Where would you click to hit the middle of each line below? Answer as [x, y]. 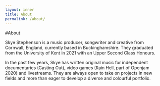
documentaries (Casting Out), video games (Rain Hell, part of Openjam [77, 68]
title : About [19, 14]
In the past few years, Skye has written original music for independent [77, 63]
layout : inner [20, 10]
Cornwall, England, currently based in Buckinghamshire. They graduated [79, 48]
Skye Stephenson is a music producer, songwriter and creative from [75, 43]
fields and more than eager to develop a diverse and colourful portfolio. [78, 78]
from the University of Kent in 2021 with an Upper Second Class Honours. [80, 53]
